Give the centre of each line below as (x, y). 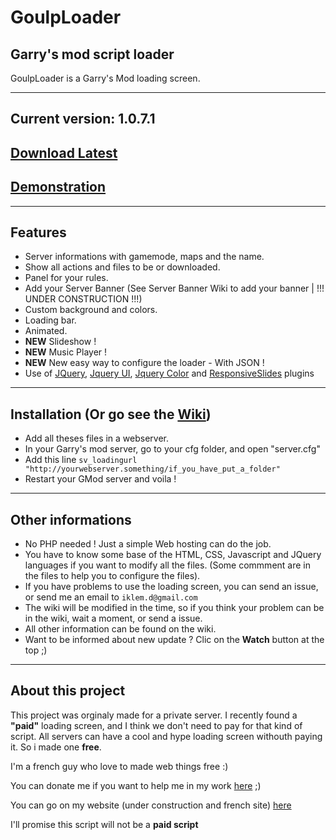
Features (38, 232)
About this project (68, 691)
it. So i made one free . (56, 747)
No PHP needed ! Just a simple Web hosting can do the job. (148, 544)
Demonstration (58, 187)
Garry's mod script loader (92, 54)
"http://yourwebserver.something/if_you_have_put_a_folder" (152, 469)
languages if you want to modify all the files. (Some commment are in (167, 565)
